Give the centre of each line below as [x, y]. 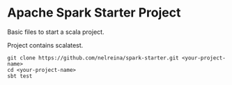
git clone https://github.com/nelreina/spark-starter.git [93, 58]
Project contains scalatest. [45, 45]
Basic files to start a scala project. [56, 32]
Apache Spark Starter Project [94, 13]
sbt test [20, 76]
